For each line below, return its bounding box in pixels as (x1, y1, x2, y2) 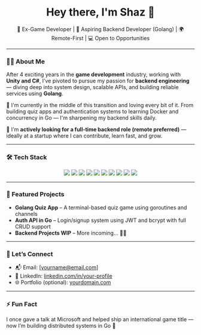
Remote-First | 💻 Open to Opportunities (51, 34, 150, 41)
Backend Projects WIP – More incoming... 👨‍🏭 (14, 229, 127, 236)
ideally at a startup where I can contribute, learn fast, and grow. (6, 132, 163, 139)
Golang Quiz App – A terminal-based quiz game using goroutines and (14, 203, 187, 211)
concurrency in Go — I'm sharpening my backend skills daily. (6, 114, 157, 121)
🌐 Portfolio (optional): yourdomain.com (14, 279, 111, 286)
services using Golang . (6, 90, 64, 98)
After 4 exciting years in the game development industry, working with (6, 71, 181, 78)
